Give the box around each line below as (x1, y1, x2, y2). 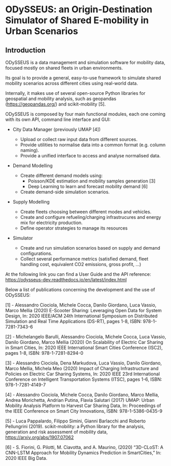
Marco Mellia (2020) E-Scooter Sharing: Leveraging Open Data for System (5, 308, 162, 313)
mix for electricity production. (20, 219, 83, 226)
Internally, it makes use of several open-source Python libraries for (5, 90, 145, 96)
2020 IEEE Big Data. (5, 455, 47, 461)
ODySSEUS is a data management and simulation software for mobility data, (5, 59, 165, 65)
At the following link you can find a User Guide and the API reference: (5, 271, 152, 277)
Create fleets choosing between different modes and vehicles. (20, 209, 152, 215)
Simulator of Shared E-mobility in (5, 14, 149, 26)
